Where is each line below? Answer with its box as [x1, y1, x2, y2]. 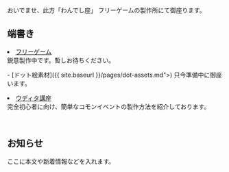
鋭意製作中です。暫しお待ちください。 [7, 56, 115, 64]
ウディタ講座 [16, 94, 52, 102]
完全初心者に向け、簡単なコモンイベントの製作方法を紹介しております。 [7, 102, 210, 110]
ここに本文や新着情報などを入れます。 [7, 157, 115, 165]
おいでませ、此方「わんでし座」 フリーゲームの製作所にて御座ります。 [7, 6, 206, 14]
